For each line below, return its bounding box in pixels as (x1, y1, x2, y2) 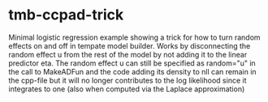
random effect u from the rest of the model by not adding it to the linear (8, 49, 248, 59)
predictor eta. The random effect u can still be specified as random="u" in (8, 58, 256, 68)
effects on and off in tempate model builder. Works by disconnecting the (8, 40, 251, 50)
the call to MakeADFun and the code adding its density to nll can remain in (8, 66, 257, 76)
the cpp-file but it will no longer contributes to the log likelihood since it (8, 75, 247, 85)
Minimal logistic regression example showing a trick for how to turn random (8, 32, 262, 42)
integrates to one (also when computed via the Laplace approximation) (8, 83, 245, 94)
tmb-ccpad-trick (8, 6, 124, 24)
